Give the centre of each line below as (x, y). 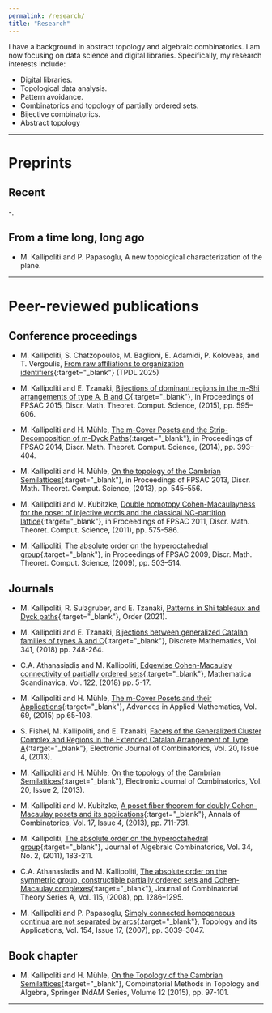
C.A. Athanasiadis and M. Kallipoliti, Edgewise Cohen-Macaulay (126, 665)
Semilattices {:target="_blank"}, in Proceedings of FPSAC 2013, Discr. (135, 480)
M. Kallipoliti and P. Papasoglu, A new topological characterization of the (141, 257)
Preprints (40, 162)
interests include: (37, 64)
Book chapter (43, 956)
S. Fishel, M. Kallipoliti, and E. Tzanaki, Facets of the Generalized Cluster (141, 731)
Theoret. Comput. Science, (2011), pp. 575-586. (100, 530)
